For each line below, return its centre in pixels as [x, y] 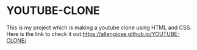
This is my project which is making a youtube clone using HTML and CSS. [99, 27]
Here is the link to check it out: [45, 34]
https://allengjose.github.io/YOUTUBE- [131, 34]
